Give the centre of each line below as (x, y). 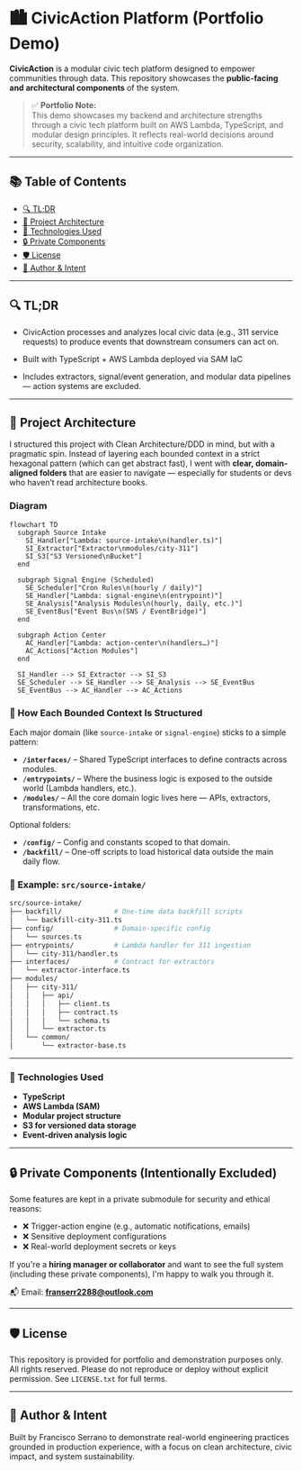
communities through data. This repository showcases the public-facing (144, 77)
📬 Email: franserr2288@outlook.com (81, 1292)
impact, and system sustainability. (72, 1456)
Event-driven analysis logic (75, 1135)
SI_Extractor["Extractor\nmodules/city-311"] (112, 548)
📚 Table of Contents (68, 182)
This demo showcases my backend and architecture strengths (147, 115)
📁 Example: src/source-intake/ (78, 885)
